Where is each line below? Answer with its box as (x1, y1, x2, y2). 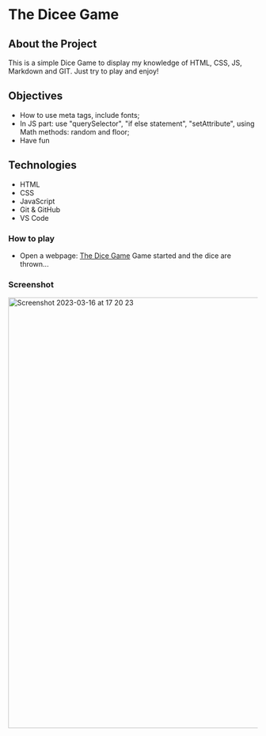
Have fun (19, 135, 50, 145)
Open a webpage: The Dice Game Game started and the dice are (19, 251, 232, 260)
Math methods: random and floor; (19, 127, 130, 136)
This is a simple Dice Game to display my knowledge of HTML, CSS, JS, (8, 58, 243, 67)
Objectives (8, 89, 63, 103)
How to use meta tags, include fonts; (19, 110, 140, 120)
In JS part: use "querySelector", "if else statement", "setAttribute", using (19, 119, 255, 128)
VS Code (19, 213, 49, 222)
